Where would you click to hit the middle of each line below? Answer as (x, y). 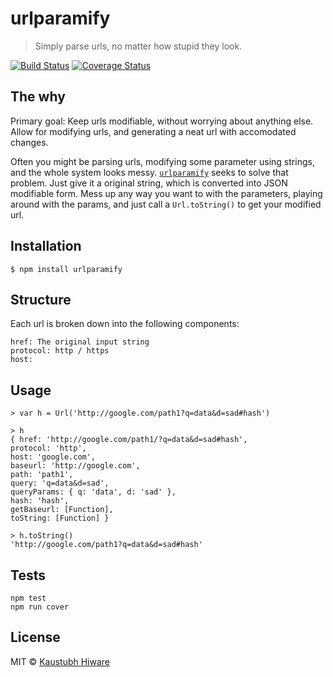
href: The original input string (80, 342)
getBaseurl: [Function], (62, 510)
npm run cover (40, 607)
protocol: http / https (60, 351)
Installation (46, 246)
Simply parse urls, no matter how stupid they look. (138, 46)
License (35, 637)
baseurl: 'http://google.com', (75, 466)
